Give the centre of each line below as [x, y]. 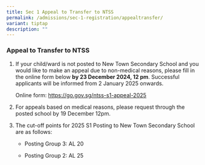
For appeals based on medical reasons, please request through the [100, 107]
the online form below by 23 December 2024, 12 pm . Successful [97, 76]
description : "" [27, 29]
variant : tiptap [27, 23]
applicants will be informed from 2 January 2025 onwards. [89, 83]
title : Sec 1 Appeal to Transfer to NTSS [60, 12]
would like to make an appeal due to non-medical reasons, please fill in [105, 70]
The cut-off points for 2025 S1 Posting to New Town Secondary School [105, 125]
